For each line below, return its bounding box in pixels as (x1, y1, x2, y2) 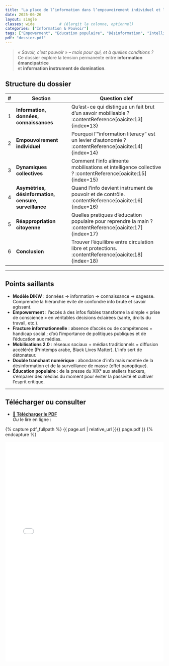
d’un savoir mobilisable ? (71, 109, 130, 116)
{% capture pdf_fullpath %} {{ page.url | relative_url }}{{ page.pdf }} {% (5, 426, 153, 433)
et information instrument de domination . (17, 65, 106, 71)
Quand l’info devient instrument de (71, 184, 153, 191)
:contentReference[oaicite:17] (71, 224, 143, 231)
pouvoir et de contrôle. (71, 191, 125, 198)
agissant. (12, 304, 32, 310)
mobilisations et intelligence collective (71, 163, 161, 171)
